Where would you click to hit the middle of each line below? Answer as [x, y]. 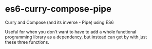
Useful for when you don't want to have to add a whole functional [71, 32]
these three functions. [27, 42]
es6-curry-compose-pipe [58, 9]
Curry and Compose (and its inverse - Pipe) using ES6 [59, 22]
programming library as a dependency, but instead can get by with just [76, 37]
